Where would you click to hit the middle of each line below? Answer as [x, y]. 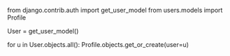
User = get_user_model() [43, 31]
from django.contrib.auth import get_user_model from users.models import [115, 10]
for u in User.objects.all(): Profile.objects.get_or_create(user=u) [98, 44]
